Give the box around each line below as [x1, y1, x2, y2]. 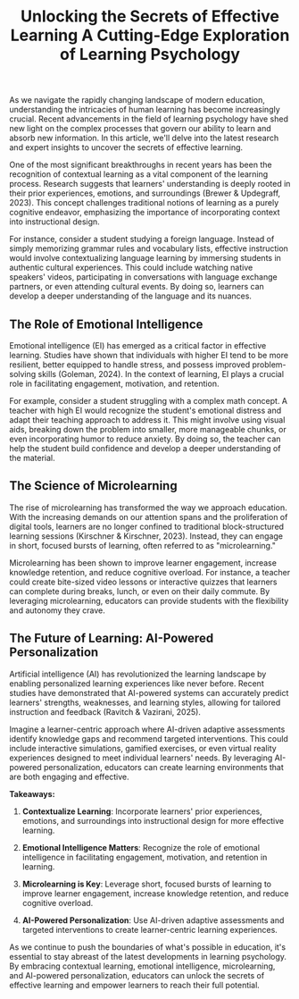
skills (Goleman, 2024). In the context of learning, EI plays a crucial [37, 369, 284, 379]
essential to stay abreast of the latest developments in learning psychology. [9, 951, 287, 961]
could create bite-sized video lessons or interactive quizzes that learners [9, 576, 278, 587]
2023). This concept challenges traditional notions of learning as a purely [9, 197, 279, 208]
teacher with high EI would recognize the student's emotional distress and [9, 405, 282, 416]
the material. [9, 453, 55, 463]
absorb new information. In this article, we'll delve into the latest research [9, 132, 279, 144]
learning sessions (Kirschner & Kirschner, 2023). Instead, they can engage [9, 530, 284, 541]
